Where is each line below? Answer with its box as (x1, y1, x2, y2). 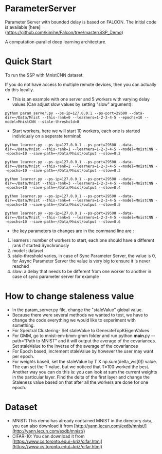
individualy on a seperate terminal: (12, 133, 82, 139)
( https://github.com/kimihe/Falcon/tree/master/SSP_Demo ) (5, 29, 123, 35)
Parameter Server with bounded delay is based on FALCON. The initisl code (5, 19, 157, 25)
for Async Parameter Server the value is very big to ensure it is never (12, 258, 151, 264)
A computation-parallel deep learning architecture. (5, 39, 107, 44)
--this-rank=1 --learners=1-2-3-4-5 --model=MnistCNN (42, 147, 153, 152)
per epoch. (12, 353, 35, 359)
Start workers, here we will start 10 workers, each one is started (12, 128, 140, 134)
